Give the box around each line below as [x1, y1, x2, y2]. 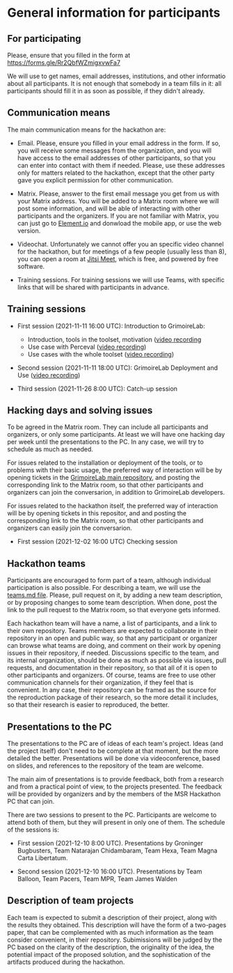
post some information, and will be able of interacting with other [17, 204, 201, 212]
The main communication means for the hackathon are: [7, 125, 166, 134]
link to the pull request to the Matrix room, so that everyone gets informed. [7, 606, 220, 614]
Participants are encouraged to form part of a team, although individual [7, 576, 211, 584]
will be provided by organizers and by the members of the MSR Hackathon [7, 790, 221, 798]
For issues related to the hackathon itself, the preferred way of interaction [7, 501, 218, 510]
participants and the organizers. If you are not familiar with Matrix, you [17, 211, 219, 220]
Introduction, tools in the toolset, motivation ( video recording [27, 335, 202, 343]
